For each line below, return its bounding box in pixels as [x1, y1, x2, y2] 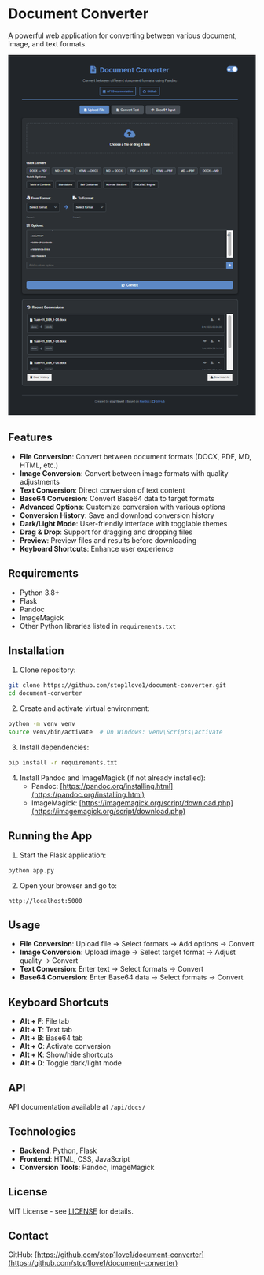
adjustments [19, 477, 60, 486]
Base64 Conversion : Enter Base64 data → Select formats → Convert [19, 972, 244, 982]
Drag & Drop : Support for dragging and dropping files [19, 527, 193, 537]
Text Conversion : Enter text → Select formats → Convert [19, 965, 204, 974]
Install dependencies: [19, 742, 90, 752]
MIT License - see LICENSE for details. [8, 1206, 134, 1216]
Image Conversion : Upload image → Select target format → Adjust [19, 947, 236, 957]
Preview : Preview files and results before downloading [19, 535, 197, 545]
